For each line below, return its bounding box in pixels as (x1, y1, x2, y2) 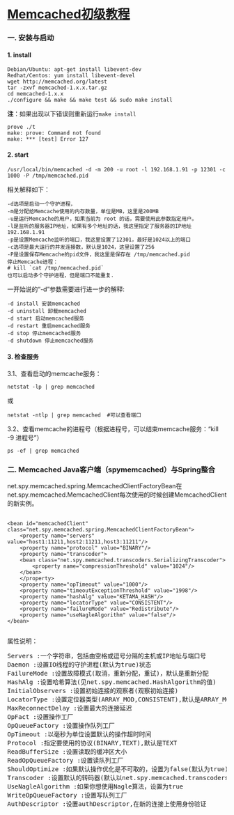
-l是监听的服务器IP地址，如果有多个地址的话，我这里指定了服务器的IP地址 (7, 222, 192, 230)
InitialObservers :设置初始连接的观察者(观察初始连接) (7, 687, 179, 695)
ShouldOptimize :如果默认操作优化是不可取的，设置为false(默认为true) (7, 766, 228, 773)
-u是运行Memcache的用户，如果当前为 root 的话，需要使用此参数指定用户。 (7, 215, 197, 222)
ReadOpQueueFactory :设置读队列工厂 (7, 756, 124, 765)
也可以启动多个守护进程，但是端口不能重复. (7, 272, 114, 279)
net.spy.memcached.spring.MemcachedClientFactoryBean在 (7, 482, 182, 490)
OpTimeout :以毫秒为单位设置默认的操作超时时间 (7, 731, 152, 738)
